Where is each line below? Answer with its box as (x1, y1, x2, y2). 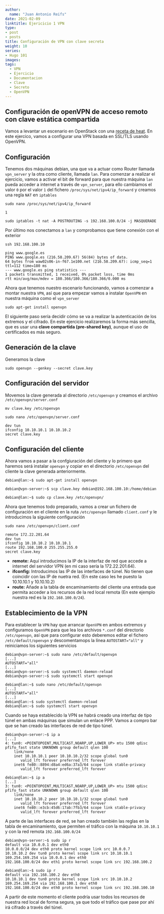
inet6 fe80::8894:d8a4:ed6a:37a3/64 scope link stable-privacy (14, 762, 146, 767)
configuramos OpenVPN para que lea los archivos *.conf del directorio (5, 627, 144, 633)
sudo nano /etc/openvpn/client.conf (5, 524, 80, 529)
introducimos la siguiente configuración (5, 514, 85, 520)
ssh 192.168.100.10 (5, 242, 45, 247)
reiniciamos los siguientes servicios (5, 643, 77, 648)
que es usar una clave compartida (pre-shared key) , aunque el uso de (5, 324, 148, 329)
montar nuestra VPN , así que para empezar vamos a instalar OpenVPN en (5, 290, 147, 296)
